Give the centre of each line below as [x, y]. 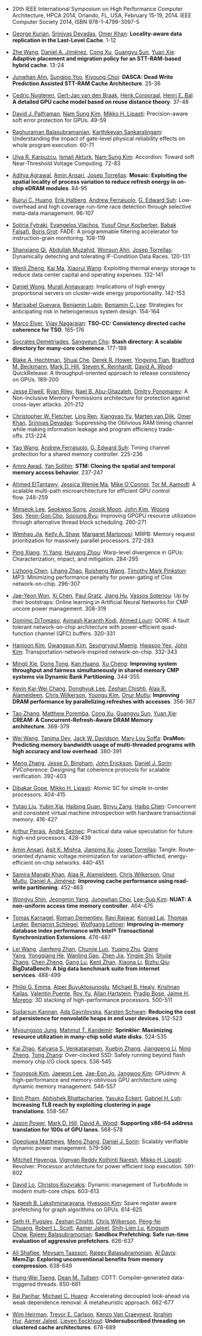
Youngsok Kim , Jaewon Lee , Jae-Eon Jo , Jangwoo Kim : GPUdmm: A [99, 1073]
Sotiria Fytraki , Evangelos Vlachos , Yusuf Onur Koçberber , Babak [94, 225]
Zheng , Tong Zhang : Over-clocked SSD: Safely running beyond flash [99, 1055]
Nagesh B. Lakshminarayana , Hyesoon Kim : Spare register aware [94, 1203]
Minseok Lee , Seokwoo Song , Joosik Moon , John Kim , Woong [91, 509]
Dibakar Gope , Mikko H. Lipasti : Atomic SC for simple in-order [90, 788]
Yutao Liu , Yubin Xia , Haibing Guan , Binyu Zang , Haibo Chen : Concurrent [104, 806]
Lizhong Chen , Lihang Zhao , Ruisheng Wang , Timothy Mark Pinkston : [99, 571]
